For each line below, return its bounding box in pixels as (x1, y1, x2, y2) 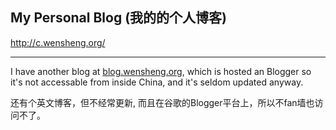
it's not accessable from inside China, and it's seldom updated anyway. (10, 76, 304, 88)
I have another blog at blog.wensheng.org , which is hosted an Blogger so (10, 65, 312, 77)
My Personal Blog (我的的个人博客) (10, 9, 227, 27)
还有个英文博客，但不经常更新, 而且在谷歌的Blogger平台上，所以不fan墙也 (10, 96, 315, 108)
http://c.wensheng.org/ (10, 36, 106, 48)
